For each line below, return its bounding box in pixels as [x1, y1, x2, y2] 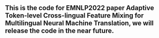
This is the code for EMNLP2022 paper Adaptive [5, 4, 155, 12]
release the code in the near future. [5, 27, 114, 35]
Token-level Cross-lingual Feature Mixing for [5, 12, 144, 20]
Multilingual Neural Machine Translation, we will [5, 19, 154, 27]
